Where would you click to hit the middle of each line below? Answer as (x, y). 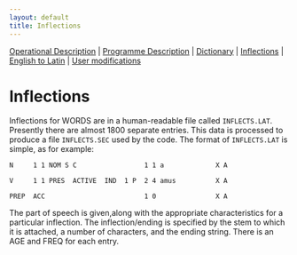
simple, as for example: (52, 149)
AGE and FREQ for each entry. (64, 242)
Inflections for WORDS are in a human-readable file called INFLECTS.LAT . (141, 121)
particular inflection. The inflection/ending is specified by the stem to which (147, 222)
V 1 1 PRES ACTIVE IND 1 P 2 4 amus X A (118, 181)
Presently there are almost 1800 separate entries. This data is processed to (146, 131)
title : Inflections (45, 26)
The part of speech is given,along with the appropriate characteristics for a (146, 213)
